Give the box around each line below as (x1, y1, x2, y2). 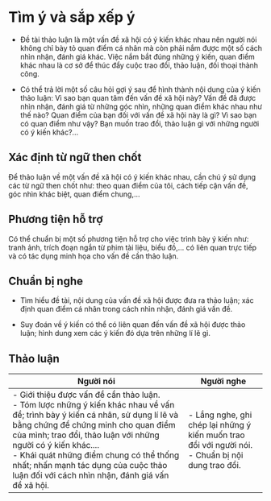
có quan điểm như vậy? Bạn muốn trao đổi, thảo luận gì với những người (19, 118, 260, 128)
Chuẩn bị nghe (8, 274, 83, 288)
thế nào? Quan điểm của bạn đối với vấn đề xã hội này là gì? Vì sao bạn (19, 110, 257, 120)
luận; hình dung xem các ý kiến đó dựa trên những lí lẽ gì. (19, 329, 211, 338)
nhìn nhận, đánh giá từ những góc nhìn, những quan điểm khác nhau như (19, 101, 262, 111)
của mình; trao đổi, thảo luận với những (12, 429, 160, 441)
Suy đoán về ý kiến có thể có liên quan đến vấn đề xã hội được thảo (19, 320, 246, 329)
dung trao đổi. (188, 460, 241, 471)
